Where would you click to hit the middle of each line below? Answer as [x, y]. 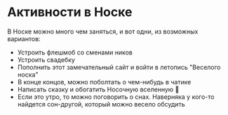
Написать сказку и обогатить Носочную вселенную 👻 [98, 89]
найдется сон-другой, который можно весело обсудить [101, 104]
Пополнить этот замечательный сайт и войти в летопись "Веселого [119, 67]
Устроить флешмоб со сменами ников [75, 52]
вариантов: [24, 38]
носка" [28, 75]
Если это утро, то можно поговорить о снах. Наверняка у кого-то [116, 97]
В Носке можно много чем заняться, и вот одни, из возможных [103, 31]
